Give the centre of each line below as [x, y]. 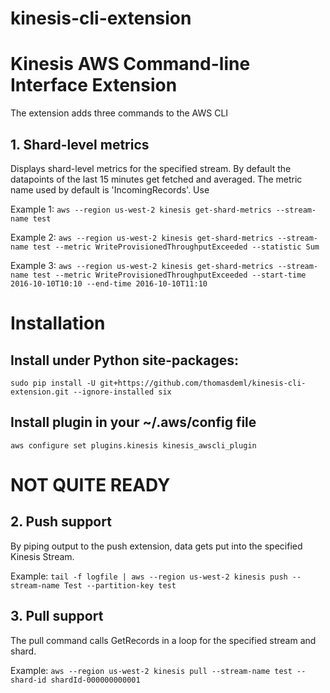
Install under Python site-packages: [125, 360]
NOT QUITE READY [90, 484]
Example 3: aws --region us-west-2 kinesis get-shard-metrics [142, 265]
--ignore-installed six [122, 392]
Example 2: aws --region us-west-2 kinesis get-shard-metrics [142, 237]
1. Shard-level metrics [80, 144]
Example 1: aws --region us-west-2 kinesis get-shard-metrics [141, 209]
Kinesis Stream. [42, 556]
